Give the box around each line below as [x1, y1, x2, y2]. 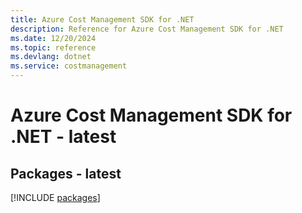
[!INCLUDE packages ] [10, 192, 101, 203]
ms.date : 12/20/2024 [10, 33, 97, 43]
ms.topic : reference [10, 42, 97, 53]
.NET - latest [10, 126, 117, 148]
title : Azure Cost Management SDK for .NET [10, 14, 195, 25]
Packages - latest [10, 165, 122, 182]
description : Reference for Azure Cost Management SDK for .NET [10, 24, 284, 34]
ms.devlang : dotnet [10, 52, 92, 62]
